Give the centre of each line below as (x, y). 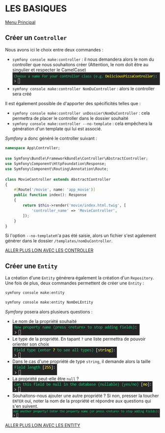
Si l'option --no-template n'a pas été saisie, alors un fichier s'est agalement (81, 236)
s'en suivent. (25, 406)
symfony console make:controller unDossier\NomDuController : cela (81, 113)
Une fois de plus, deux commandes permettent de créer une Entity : (75, 283)
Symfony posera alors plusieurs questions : (49, 312)
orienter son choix (30, 344)
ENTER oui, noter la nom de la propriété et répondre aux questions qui (82, 401)
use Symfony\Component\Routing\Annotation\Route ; (57, 169)
